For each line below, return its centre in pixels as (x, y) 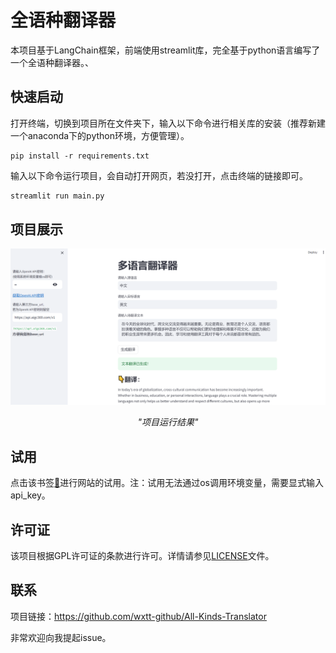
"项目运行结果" (168, 422)
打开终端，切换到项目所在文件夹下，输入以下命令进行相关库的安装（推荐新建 (168, 123)
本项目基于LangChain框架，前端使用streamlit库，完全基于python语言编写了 (165, 50)
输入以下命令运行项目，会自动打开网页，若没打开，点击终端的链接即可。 (159, 175)
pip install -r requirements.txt (80, 156)
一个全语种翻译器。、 (52, 62)
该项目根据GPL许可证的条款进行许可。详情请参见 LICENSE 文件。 (142, 556)
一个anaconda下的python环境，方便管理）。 (100, 135)
